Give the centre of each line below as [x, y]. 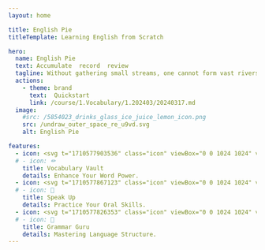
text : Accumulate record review [72, 66]
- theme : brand [47, 88]
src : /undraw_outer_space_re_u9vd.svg [86, 125]
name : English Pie [46, 59]
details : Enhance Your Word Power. [81, 175]
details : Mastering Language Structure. [90, 234]
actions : [30, 80]
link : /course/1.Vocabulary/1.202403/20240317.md [112, 103]
